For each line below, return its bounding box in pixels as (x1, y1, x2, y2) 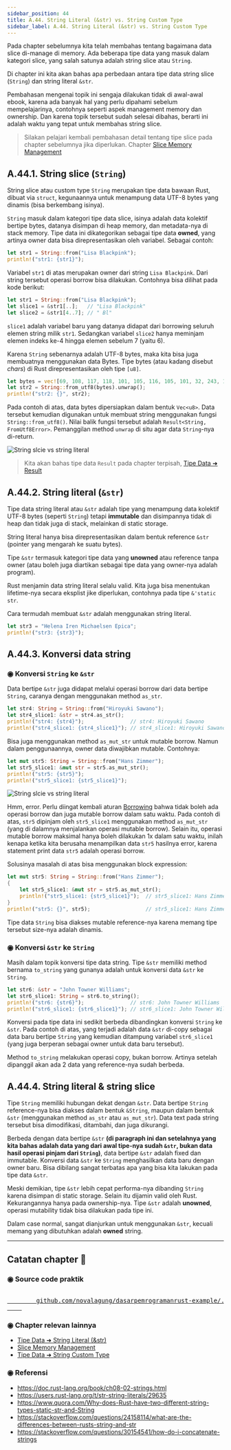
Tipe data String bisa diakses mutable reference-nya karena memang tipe (7, 918, 218, 926)
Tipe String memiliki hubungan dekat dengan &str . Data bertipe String (7, 1099, 208, 1107)
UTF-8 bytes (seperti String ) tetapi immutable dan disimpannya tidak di (7, 512, 212, 520)
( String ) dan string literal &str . (7, 77, 93, 86)
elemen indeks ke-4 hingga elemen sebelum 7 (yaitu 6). (7, 336, 165, 345)
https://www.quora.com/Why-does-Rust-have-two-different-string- (16, 1398, 210, 1407)
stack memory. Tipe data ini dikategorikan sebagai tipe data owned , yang (7, 229, 216, 237)
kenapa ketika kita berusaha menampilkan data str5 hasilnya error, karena (7, 840, 217, 848)
